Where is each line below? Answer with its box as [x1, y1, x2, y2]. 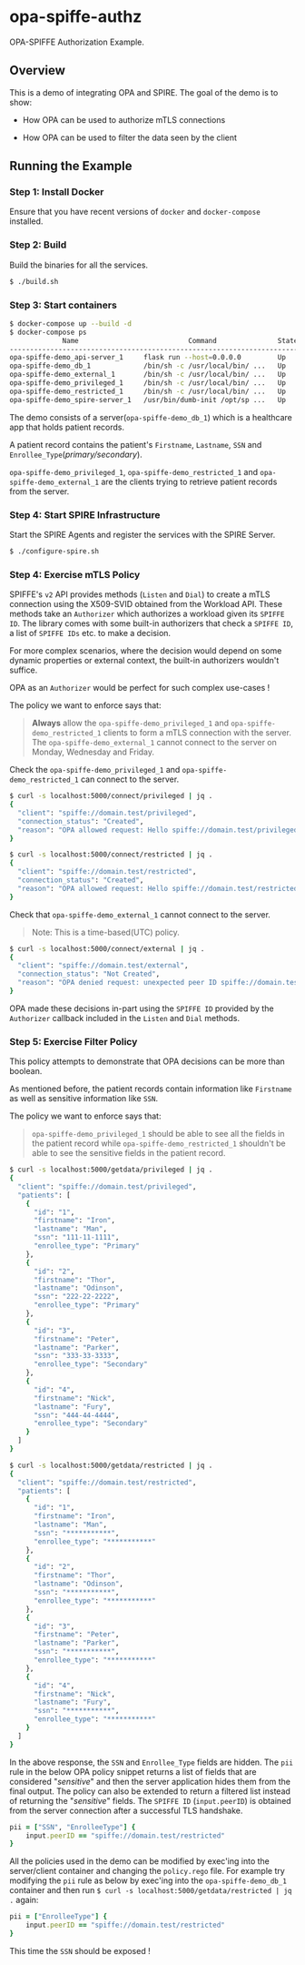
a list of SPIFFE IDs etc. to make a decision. [9, 628, 171, 639]
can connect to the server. [80, 774, 180, 785]
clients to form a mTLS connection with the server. [103, 727, 292, 738]
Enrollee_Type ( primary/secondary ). [9, 449, 143, 460]
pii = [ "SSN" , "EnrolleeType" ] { [9, 1822, 136, 1831]
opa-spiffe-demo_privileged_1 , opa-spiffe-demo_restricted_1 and [9, 466, 259, 477]
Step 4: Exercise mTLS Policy [9, 568, 141, 581]
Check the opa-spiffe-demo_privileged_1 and [9, 765, 181, 775]
